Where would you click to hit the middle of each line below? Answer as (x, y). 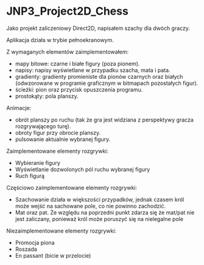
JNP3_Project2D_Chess (68, 11)
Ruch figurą (30, 176)
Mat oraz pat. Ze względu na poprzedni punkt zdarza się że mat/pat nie (105, 212)
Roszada (26, 249)
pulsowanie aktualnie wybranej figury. (63, 139)
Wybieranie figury (38, 162)
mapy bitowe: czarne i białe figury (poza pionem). (77, 64)
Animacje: (19, 107)
